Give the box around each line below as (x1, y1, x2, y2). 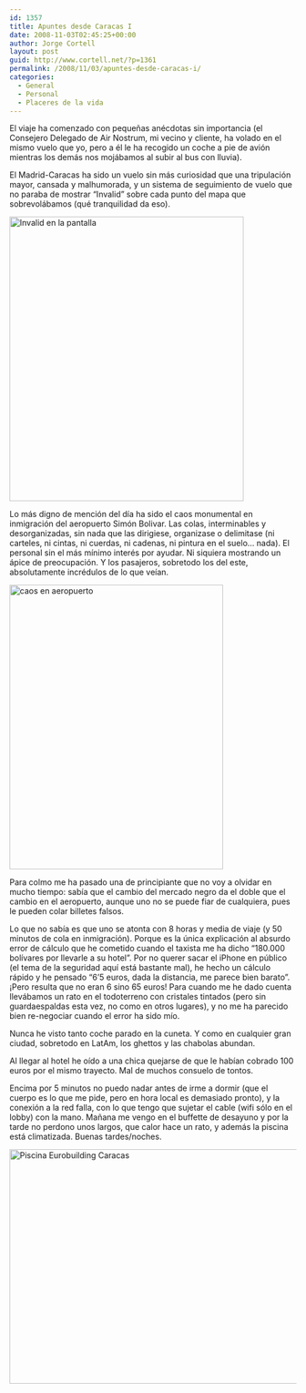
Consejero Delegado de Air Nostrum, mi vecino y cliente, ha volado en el (9, 133, 282, 144)
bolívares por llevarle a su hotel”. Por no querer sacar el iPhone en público (9, 952, 288, 963)
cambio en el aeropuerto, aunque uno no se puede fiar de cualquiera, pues (9, 896, 291, 907)
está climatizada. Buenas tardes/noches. (9, 1131, 162, 1143)
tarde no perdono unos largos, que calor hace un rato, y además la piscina (9, 1122, 289, 1133)
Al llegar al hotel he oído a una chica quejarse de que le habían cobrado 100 (9, 1055, 294, 1066)
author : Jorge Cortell (9, 38, 96, 48)
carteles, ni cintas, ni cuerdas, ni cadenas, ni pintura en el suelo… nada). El (9, 538, 290, 549)
